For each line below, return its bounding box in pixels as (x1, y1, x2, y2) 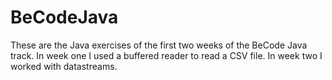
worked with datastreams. (10, 60, 118, 72)
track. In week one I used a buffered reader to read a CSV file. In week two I (10, 49, 323, 61)
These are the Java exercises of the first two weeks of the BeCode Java (10, 39, 308, 51)
